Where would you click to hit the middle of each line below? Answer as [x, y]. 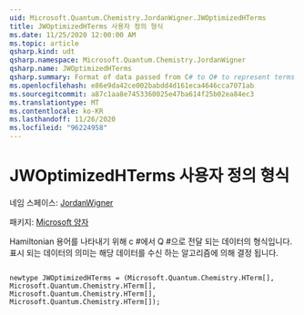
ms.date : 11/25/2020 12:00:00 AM [73, 35]
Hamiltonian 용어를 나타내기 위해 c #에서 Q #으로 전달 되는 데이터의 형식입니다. [151, 241]
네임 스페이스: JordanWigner [61, 202]
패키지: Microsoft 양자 [49, 222]
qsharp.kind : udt [42, 52]
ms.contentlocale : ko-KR [56, 111]
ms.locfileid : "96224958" [58, 128]
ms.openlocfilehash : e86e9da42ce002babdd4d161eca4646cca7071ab [132, 86]
